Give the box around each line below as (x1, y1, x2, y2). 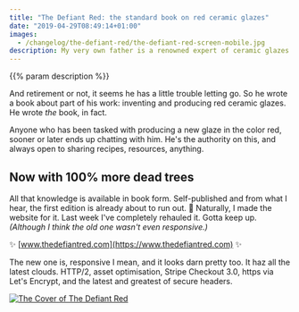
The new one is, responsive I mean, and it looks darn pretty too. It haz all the (9, 257, 291, 267)
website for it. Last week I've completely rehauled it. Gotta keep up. (9, 212, 257, 223)
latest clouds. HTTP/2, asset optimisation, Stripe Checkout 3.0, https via (9, 266, 274, 277)
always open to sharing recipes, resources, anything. (9, 144, 204, 155)
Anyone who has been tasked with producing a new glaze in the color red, (9, 124, 282, 135)
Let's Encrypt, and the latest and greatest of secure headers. (9, 275, 233, 286)
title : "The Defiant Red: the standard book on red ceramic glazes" (9, 13, 270, 22)
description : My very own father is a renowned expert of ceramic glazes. (9, 46, 294, 55)
